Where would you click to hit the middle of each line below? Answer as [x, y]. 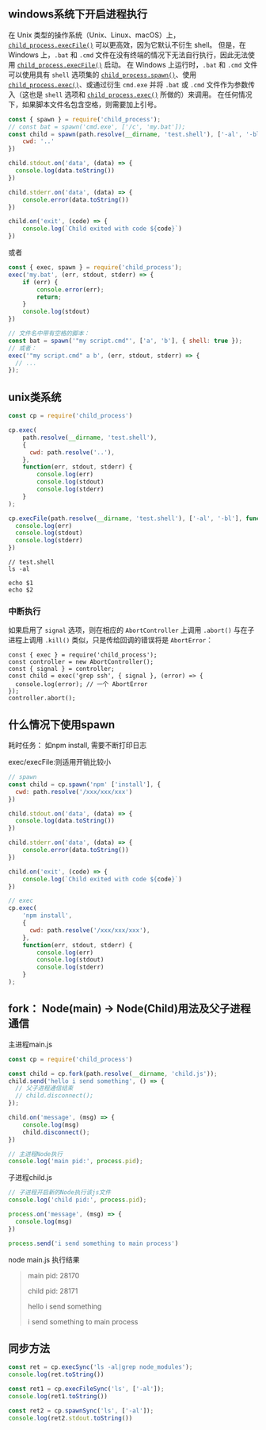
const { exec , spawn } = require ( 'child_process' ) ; [95, 268]
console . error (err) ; [70, 289]
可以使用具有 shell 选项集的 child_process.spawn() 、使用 [102, 75]
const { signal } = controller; [61, 669]
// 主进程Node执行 [36, 1154]
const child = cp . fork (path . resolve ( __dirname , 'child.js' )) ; [113, 1073]
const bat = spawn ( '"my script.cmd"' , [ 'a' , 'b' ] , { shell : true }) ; [125, 341]
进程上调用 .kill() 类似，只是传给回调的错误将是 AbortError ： [111, 640]
